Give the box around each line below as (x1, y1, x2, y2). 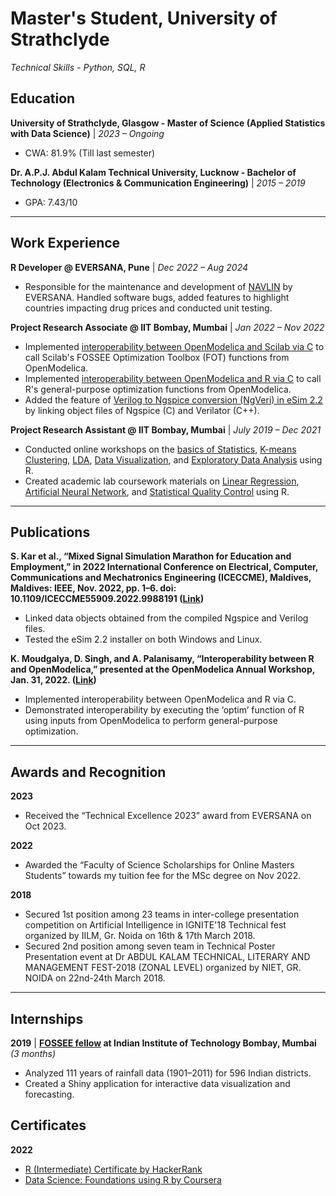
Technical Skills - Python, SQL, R (10, 61, 146, 73)
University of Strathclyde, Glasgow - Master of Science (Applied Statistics (10, 117, 326, 129)
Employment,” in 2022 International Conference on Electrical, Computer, (10, 561, 319, 573)
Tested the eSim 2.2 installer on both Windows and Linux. (24, 633, 263, 646)
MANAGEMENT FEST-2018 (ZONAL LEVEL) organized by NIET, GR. (24, 962, 302, 974)
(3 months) (10, 1048, 56, 1059)
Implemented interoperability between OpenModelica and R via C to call (24, 372, 322, 384)
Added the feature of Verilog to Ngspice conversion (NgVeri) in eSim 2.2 (24, 393, 323, 406)
